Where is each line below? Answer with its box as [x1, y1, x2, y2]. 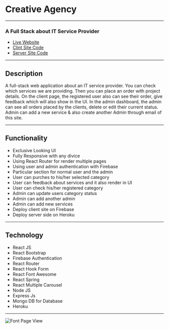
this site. [5, 115, 23, 121]
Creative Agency [5, 4, 77, 15]
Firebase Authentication [12, 255, 62, 261]
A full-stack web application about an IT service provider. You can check [5, 83, 156, 89]
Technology [5, 231, 44, 240]
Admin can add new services [12, 201, 73, 207]
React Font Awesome [12, 271, 57, 277]
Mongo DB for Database [12, 298, 63, 304]
